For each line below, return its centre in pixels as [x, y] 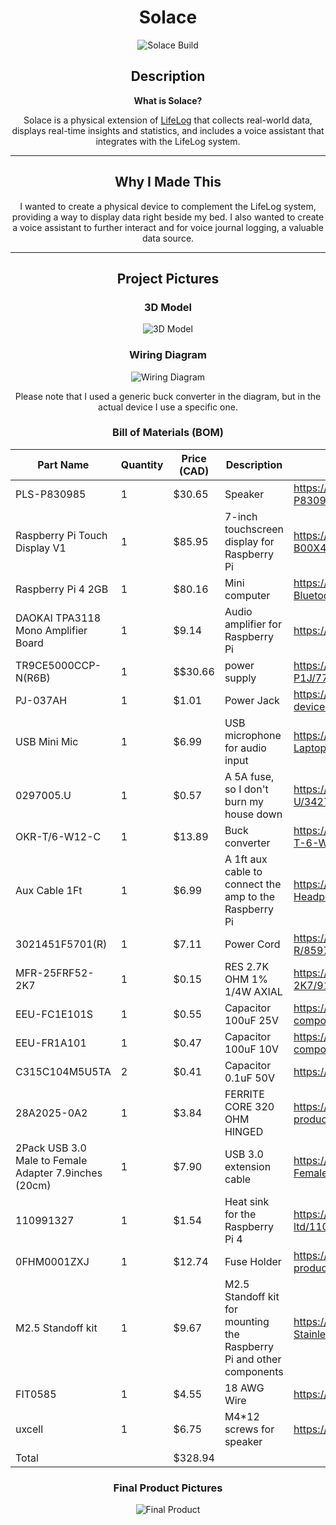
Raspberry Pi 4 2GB [62, 589]
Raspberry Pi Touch [61, 535]
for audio [245, 748]
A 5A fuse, [249, 776]
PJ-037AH [41, 700]
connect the [253, 884]
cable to [243, 871]
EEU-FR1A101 [51, 1043]
